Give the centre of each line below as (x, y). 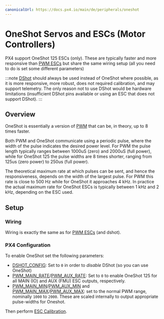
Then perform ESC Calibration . (36, 311)
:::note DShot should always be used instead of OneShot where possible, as (82, 78)
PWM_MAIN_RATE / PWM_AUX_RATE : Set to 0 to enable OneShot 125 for (85, 276)
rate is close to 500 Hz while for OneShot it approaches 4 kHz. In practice (80, 182)
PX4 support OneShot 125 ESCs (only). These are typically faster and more (81, 58)
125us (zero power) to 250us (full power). (47, 162)
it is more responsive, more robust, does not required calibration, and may (80, 83)
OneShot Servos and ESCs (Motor (75, 34)
